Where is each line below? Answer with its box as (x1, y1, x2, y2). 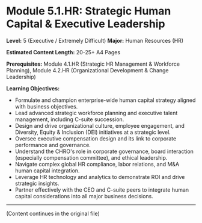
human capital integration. (14, 167, 80, 174)
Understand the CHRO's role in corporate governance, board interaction (14, 148, 194, 155)
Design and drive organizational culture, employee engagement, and (14, 122, 185, 129)
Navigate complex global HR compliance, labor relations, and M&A (14, 160, 180, 168)
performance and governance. (14, 141, 91, 148)
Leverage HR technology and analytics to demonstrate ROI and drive (14, 173, 185, 180)
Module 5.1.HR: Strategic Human (6, 4, 171, 18)
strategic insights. (14, 180, 60, 187)
